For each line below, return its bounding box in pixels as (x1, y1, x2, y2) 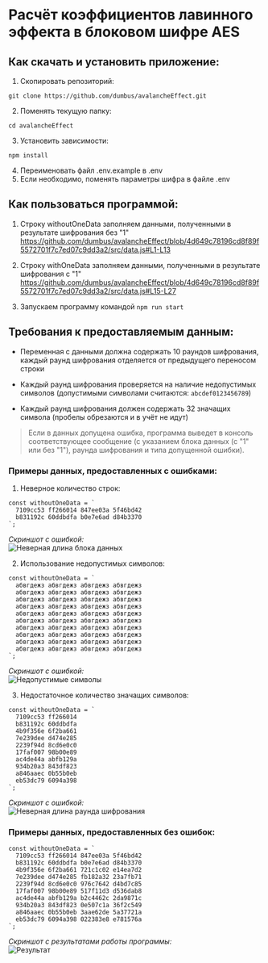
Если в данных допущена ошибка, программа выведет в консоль (27, 428, 254, 438)
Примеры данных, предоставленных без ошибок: (8, 826, 216, 837)
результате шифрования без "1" (19, 228, 130, 237)
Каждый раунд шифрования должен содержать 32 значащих (19, 404, 231, 413)
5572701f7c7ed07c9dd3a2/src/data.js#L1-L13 (19, 245, 171, 254)
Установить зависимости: (19, 136, 109, 145)
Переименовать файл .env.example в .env (19, 165, 163, 175)
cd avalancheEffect (8, 122, 74, 130)
